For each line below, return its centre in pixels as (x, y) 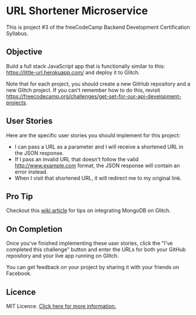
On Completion (34, 229)
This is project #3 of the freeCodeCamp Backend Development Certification (98, 27)
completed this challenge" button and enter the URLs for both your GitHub (96, 250)
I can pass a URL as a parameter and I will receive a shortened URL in (99, 147)
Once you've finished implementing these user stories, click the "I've (89, 243)
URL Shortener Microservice (77, 11)
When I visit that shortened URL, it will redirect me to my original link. (98, 178)
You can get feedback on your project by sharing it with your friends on (93, 267)
